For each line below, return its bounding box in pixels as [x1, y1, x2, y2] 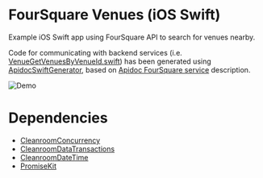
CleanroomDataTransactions [19, 143, 115, 154]
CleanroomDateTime [19, 152, 89, 162]
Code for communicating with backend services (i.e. [8, 48, 183, 57]
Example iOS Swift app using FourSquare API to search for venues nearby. [8, 32, 256, 42]
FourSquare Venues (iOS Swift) [8, 6, 221, 24]
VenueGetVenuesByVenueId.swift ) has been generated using [8, 56, 211, 66]
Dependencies [8, 109, 108, 127]
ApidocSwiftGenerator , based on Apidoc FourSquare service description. [8, 64, 251, 74]
